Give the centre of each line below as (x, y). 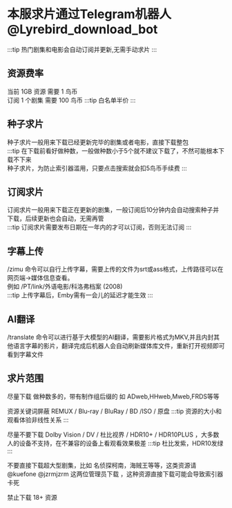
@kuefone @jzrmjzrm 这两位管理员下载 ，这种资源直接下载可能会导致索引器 (115, 474)
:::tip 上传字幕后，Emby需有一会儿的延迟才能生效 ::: (80, 295)
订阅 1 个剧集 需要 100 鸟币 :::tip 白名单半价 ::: (71, 100)
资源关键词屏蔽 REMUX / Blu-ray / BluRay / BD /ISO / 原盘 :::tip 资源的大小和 (115, 411)
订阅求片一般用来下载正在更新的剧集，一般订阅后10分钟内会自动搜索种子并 (113, 210)
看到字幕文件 (25, 354)
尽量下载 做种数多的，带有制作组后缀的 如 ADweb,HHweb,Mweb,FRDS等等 (113, 396)
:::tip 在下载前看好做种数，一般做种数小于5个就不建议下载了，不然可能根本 (113, 150)
